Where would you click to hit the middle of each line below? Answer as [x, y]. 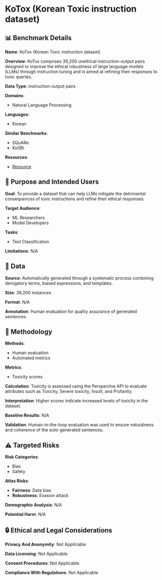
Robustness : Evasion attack [40, 495]
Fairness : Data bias [32, 490]
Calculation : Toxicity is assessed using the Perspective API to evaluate [76, 386]
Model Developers [30, 222]
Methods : [15, 343]
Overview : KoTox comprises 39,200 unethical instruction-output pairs [75, 61]
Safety [19, 472]
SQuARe [20, 143]
